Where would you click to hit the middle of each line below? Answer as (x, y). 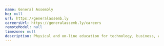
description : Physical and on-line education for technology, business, (81, 36)
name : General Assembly (29, 9)
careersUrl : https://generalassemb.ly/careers (53, 23)
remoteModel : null (24, 27)
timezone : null (20, 32)
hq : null (14, 14)
